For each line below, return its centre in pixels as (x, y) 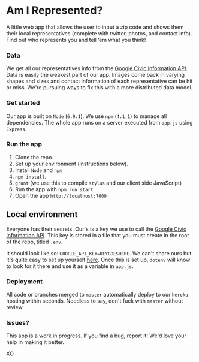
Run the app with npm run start (54, 189)
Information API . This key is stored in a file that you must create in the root (98, 235)
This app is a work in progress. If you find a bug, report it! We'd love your (97, 336)
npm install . (31, 176)
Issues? (18, 322)
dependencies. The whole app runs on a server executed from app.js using (99, 122)
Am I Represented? (55, 10)
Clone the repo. (34, 157)
